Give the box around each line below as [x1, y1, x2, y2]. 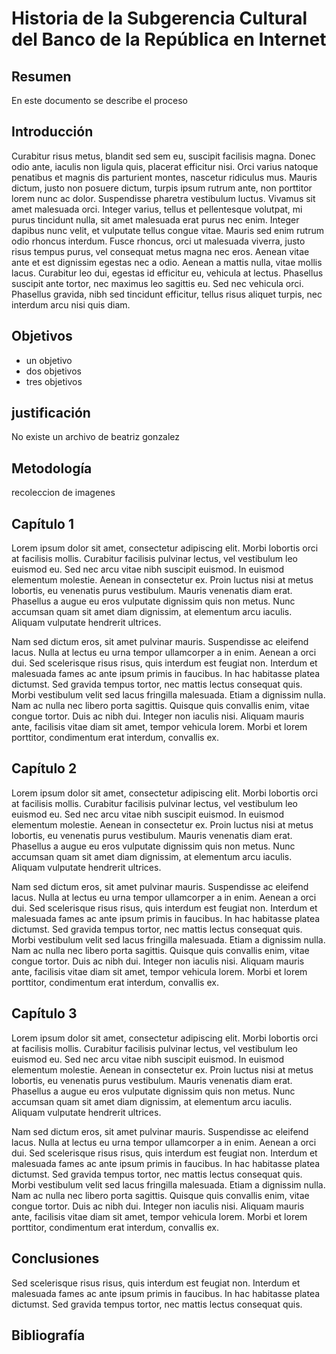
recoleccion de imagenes [11, 487, 116, 499]
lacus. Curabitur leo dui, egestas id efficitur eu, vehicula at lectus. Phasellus [11, 267, 324, 279]
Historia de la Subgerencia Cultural [11, 7, 308, 30]
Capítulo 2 [11, 760, 78, 777]
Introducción [11, 123, 94, 141]
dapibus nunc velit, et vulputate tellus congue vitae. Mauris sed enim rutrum [11, 224, 325, 236]
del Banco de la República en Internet [11, 28, 327, 51]
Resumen [11, 68, 72, 85]
